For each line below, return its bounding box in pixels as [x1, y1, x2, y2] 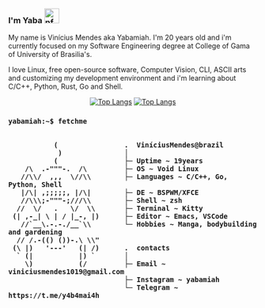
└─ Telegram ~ [123, 283, 179, 292]
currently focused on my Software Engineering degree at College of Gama [8, 41, 251, 51]
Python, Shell [8, 181, 62, 189]
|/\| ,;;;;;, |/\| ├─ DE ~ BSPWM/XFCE [21, 188, 199, 197]
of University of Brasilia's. [8, 50, 93, 59]
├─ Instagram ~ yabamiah [123, 276, 220, 284]
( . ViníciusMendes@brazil [54, 141, 224, 150]
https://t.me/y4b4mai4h [8, 291, 100, 300]
